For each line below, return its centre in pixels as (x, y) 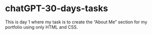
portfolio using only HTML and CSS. (41, 27)
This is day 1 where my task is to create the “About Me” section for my (76, 22)
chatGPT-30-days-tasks (57, 9)
